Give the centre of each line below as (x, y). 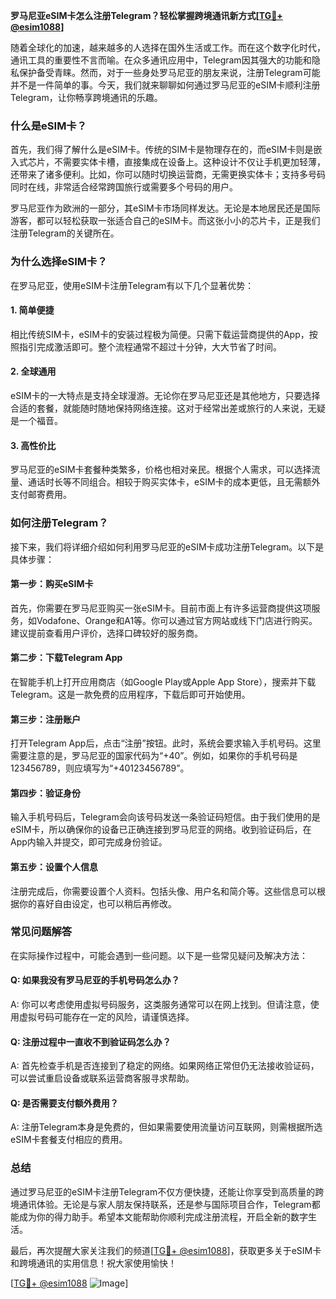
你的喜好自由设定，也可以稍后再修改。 (97, 903)
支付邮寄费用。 (41, 495)
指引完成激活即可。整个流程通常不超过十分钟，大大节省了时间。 (150, 346)
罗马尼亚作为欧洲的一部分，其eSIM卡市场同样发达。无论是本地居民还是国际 (165, 208)
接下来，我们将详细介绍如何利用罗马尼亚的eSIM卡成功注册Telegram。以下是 (167, 546)
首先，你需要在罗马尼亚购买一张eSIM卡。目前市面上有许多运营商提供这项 (161, 608)
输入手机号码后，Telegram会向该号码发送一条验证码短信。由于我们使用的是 (165, 817)
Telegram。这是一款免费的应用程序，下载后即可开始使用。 (130, 694)
